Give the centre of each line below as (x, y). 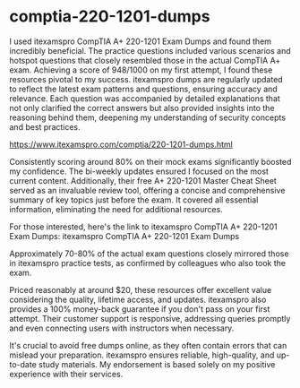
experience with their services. (66, 374)
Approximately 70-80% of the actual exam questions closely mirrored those (149, 254)
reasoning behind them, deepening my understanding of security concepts (148, 117)
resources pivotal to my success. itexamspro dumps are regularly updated (146, 79)
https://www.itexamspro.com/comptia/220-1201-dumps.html (121, 144)
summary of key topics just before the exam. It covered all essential (134, 200)
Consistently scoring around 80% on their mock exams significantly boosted (150, 161)
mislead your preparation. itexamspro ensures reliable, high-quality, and (142, 355)
